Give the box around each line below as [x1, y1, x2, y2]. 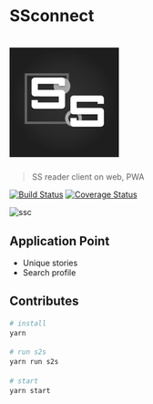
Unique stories [22, 257, 78, 268]
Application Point [9, 233, 110, 249]
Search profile [22, 266, 76, 278]
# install [9, 318, 47, 328]
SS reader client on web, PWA [31, 171, 145, 182]
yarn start [9, 386, 51, 395]
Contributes [9, 294, 79, 309]
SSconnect [9, 5, 95, 26]
